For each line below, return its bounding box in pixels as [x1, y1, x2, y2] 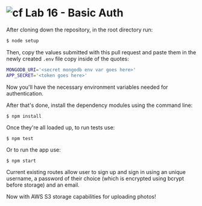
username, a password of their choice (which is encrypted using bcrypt [6, 175, 185, 182]
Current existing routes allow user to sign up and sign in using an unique [6, 168, 186, 175]
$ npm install [6, 113, 42, 119]
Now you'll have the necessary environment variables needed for [6, 83, 168, 91]
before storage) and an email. [6, 181, 80, 188]
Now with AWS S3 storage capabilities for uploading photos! [6, 193, 156, 200]
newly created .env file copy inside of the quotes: [6, 55, 130, 62]
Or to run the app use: [6, 146, 62, 153]
